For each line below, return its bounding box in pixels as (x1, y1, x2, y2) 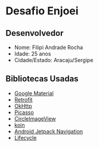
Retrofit (14, 96, 33, 103)
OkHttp (14, 102, 32, 109)
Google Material (14, 90, 54, 97)
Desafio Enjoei (5, 4, 79, 18)
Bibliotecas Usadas (5, 73, 79, 84)
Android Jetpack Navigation (14, 127, 83, 135)
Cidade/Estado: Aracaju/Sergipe (14, 57, 94, 63)
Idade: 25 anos (14, 50, 51, 57)
